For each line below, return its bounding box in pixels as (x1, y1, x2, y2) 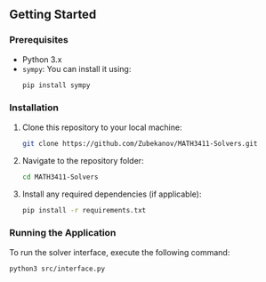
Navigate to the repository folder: (21, 155, 144, 165)
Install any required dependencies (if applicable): (21, 189, 202, 199)
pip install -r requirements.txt (21, 205, 147, 214)
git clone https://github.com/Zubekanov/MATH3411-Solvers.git (21, 139, 258, 148)
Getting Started (9, 7, 97, 22)
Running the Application (9, 227, 117, 239)
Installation (9, 101, 60, 114)
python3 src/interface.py (9, 264, 105, 273)
